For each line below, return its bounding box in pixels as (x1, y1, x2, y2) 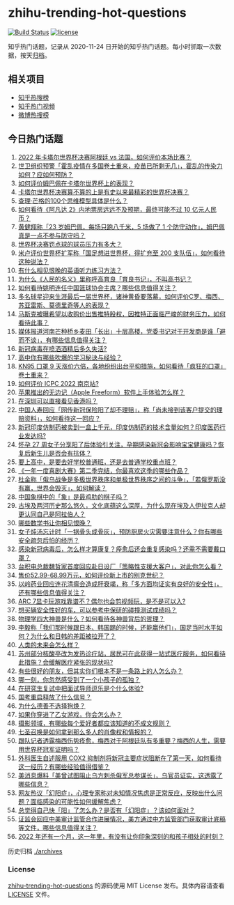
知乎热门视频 (17, 102, 55, 110)
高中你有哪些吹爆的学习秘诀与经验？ (17, 353, 123, 362)
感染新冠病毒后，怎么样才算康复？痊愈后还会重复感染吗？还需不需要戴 (17, 545, 220, 553)
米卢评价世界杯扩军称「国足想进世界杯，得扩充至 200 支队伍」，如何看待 (17, 249, 226, 257)
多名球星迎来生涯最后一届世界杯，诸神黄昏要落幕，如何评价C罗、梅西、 (17, 292, 225, 300)
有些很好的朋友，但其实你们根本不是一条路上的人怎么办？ (17, 667, 183, 675)
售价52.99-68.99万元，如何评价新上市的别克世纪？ (17, 571, 164, 579)
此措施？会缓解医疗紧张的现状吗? (17, 658, 114, 666)
